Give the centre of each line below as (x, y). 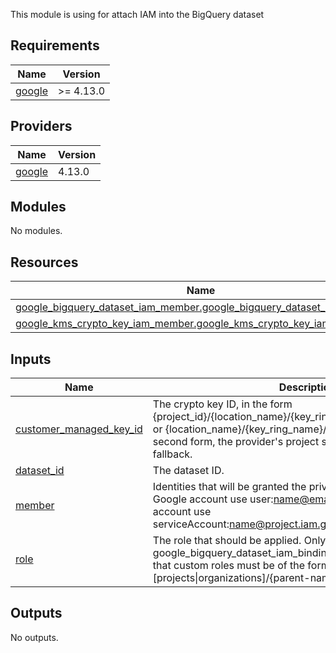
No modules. (36, 231)
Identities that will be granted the (229, 487)
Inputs (31, 359)
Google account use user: (213, 499)
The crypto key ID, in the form (222, 404)
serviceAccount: (191, 524)
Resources (44, 262)
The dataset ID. (188, 471)
